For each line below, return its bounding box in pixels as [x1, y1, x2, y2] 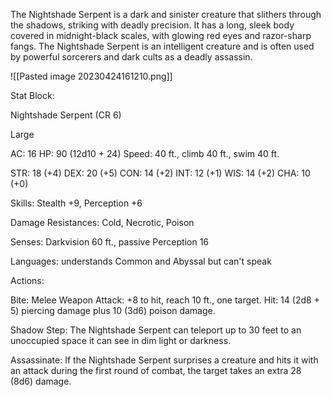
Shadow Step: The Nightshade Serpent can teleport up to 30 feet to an [10, 324, 302, 336]
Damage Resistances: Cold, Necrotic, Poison [10, 217, 195, 228]
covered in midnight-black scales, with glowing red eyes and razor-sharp [10, 30, 312, 41]
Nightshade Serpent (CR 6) [10, 109, 122, 121]
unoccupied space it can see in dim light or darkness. [10, 335, 232, 346]
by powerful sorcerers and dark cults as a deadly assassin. [10, 51, 253, 63]
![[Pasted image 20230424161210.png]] [10, 70, 173, 82]
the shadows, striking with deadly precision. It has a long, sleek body [10, 19, 295, 31]
